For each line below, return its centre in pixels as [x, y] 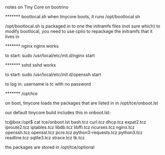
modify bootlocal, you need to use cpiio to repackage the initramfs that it [79, 31]
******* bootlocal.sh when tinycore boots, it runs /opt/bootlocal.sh [73, 16]
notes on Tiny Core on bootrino [37, 7]
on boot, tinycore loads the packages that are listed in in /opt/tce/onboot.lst [82, 103]
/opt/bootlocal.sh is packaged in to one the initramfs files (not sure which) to [83, 26]
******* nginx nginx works [32, 46]
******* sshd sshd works [31, 65]
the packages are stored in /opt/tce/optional [50, 147]
